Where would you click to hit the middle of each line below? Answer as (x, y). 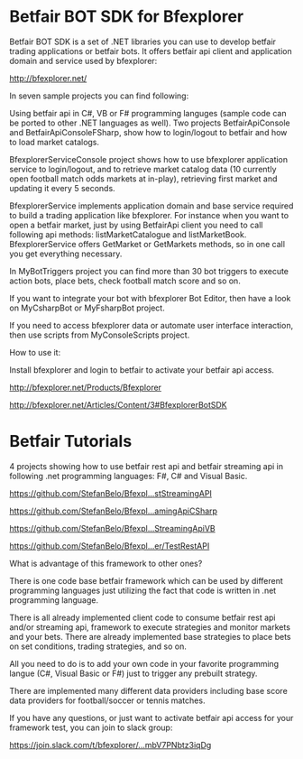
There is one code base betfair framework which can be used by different (147, 580)
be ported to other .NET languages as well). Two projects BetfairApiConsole (150, 123)
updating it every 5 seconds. (62, 188)
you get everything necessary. (66, 254)
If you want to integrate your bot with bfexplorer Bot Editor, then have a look (150, 298)
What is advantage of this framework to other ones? (106, 563)
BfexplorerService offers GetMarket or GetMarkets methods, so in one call (147, 244)
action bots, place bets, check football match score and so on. (125, 281)
